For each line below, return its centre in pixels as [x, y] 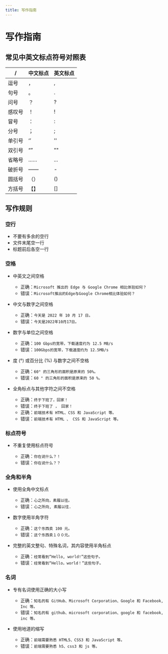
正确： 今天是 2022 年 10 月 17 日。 [56, 315]
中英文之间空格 [28, 276]
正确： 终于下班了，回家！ [44, 399]
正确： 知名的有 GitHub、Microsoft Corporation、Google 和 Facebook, [92, 600]
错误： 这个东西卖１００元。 [46, 535]
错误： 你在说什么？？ [40, 462]
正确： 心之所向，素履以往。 [46, 500]
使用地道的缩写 [28, 628]
